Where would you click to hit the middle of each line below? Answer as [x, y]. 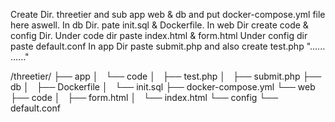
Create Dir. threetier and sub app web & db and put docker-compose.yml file [168, 14]
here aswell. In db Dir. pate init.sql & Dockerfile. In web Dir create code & [159, 25]
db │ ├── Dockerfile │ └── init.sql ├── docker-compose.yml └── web [163, 87]
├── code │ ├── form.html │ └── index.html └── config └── [144, 97]
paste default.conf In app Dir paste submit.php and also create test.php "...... [168, 46]
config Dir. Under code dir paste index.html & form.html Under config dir [159, 35]
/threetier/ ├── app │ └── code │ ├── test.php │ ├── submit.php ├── [166, 76]
